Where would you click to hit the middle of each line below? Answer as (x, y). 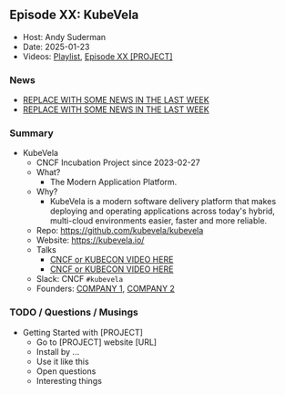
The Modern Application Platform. (113, 182)
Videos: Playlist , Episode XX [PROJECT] (97, 56)
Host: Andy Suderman (64, 36)
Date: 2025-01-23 (56, 47)
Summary (32, 133)
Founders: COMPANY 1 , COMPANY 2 (106, 289)
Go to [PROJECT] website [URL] (97, 342)
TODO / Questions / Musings (74, 312)
